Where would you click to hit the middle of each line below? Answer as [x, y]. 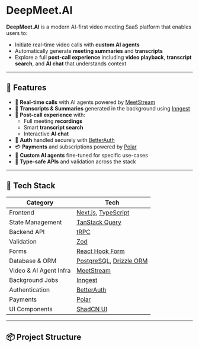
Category [40, 203]
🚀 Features [26, 88]
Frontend [22, 213]
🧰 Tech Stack [31, 186]
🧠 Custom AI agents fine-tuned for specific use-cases [81, 155]
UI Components [31, 309]
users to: [17, 33]
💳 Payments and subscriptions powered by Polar [76, 147]
